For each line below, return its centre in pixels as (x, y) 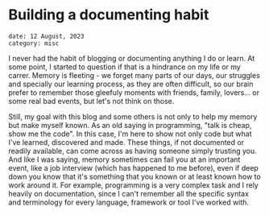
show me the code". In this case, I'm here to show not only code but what (130, 134)
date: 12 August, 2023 (46, 36)
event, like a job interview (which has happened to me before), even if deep (134, 167)
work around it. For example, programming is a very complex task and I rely (134, 185)
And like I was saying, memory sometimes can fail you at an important (124, 159)
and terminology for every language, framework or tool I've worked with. (129, 202)
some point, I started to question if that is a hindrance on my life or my (125, 67)
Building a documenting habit (109, 15)
